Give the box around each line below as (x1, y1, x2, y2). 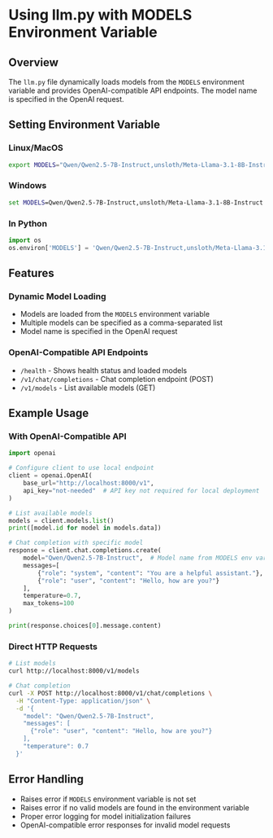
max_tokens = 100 (23, 599, 75, 608)
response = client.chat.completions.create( (8, 546, 162, 555)
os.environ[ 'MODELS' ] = (8, 244, 89, 252)
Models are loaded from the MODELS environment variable (19, 309, 210, 319)
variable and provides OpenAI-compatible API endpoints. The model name (8, 86, 258, 95)
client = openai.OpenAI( (8, 472, 93, 480)
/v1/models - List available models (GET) (19, 383, 156, 393)
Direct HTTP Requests (8, 641, 98, 652)
